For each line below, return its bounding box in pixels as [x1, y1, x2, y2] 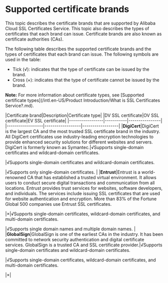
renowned [5, 174, 27, 180]
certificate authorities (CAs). [5, 36, 64, 42]
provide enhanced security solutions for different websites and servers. [5, 139, 153, 145]
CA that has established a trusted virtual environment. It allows [27, 174, 156, 180]
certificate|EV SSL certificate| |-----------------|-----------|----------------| [5, 117, 162, 123]
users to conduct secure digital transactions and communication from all [5, 180, 155, 186]
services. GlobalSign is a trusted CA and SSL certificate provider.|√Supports [5, 242, 162, 248]
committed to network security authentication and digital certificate [5, 236, 144, 242]
